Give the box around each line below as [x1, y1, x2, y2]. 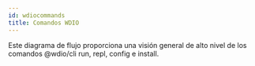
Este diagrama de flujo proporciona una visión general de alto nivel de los [8, 40, 247, 49]
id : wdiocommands [8, 11, 66, 20]
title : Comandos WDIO [8, 19, 80, 27]
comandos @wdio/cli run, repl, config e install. [8, 49, 159, 58]
